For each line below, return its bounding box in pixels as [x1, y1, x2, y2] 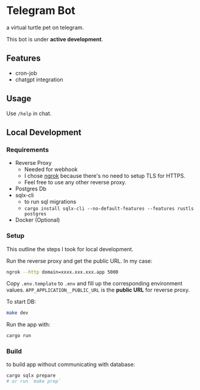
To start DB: [6, 298, 37, 305]
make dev [6, 310, 29, 316]
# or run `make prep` [6, 378, 62, 385]
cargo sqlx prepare [6, 372, 56, 379]
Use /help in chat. [6, 110, 52, 117]
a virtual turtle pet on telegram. [6, 24, 84, 31]
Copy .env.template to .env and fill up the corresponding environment [6, 280, 183, 287]
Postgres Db [15, 185, 47, 192]
